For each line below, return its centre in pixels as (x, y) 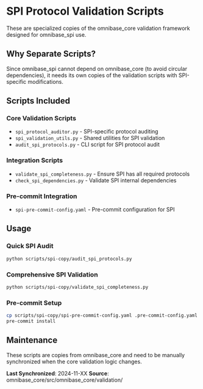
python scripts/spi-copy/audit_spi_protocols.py (69, 259)
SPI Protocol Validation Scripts (85, 11)
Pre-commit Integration (42, 196)
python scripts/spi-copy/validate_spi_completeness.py (77, 287)
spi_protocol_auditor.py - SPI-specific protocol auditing (87, 132)
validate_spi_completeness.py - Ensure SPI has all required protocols (102, 174)
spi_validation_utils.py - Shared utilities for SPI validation (90, 138)
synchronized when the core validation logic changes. (74, 361)
